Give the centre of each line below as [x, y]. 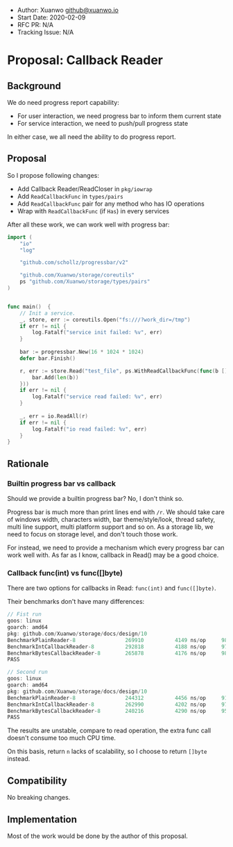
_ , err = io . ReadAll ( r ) [54, 416]
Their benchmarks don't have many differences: [76, 602]
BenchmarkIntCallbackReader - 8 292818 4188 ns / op [107, 647]
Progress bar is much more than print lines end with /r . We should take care [116, 512]
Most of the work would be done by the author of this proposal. [98, 836]
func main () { [29, 306]
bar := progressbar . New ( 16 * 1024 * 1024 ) [82, 352]
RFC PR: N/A [35, 25]
